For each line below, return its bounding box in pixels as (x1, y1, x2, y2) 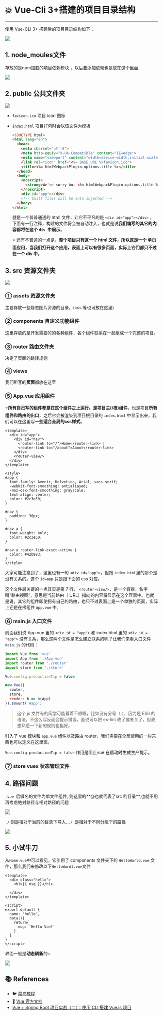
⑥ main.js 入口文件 (5, 618, 52, 625)
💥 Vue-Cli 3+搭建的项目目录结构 (5, 4, 136, 16)
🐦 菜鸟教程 (12, 991, 35, 997)
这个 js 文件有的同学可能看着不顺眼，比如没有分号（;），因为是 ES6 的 (16, 710, 156, 716)
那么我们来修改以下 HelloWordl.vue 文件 (13, 863, 91, 869)
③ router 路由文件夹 (5, 343, 54, 350)
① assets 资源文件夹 (5, 293, 55, 299)
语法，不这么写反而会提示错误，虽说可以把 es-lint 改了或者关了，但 (16, 716, 151, 722)
